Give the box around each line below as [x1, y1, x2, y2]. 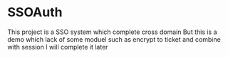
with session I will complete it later [7, 42, 108, 51]
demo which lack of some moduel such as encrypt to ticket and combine [7, 35, 221, 43]
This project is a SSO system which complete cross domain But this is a [7, 28, 217, 36]
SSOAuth [7, 4, 63, 21]
